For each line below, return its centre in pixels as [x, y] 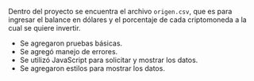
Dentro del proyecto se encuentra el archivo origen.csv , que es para [120, 11]
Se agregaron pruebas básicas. [71, 43]
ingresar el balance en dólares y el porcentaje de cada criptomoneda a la [128, 20]
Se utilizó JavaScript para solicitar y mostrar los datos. [109, 60]
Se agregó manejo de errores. [69, 52]
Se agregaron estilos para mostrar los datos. [92, 68]
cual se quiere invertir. [44, 28]
